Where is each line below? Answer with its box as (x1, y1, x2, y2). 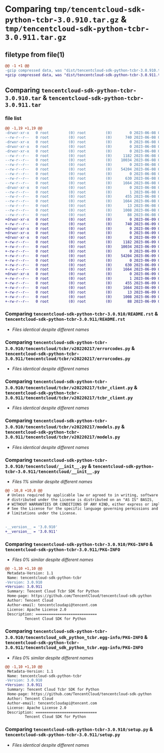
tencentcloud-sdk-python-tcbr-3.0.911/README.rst (5, 317, 125, 322)
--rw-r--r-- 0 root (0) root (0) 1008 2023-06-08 (5, 208, 156, 213)
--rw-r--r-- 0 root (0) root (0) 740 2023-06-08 (5, 135, 156, 140)
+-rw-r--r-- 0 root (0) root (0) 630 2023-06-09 (5, 262, 156, 267)
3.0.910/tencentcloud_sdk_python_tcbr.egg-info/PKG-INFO (5, 635, 143, 640)
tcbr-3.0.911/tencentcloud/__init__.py (5, 469, 100, 474)
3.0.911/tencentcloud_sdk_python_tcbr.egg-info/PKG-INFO (5, 645, 143, 651)
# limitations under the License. (7, 511, 78, 516)
